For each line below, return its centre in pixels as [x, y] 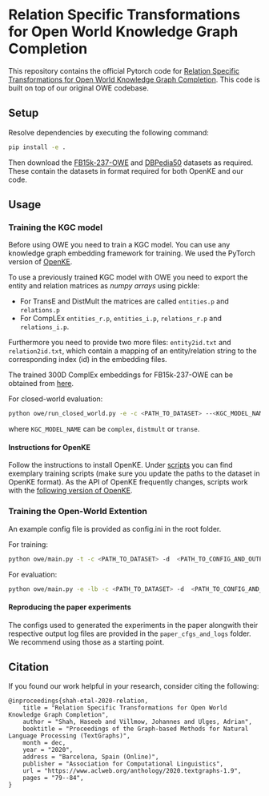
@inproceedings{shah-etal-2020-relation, [78, 701]
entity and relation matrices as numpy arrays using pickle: [104, 286]
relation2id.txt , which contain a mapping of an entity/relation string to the [133, 351]
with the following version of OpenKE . [70, 491]
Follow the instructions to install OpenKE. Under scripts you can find [121, 465]
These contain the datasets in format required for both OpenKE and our [126, 171]
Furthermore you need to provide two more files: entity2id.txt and [120, 343]
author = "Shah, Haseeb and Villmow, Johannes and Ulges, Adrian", [137, 722]
